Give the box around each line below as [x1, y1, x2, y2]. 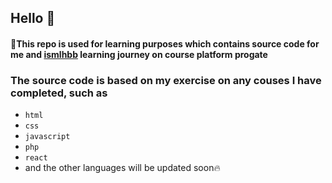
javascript [24, 132, 71, 142]
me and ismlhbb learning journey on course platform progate [10, 48, 268, 60]
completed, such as [10, 86, 108, 100]
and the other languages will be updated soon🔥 [24, 162, 221, 174]
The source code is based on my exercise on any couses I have [10, 73, 322, 87]
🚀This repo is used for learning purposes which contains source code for [10, 37, 320, 50]
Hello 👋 [10, 10, 56, 27]
